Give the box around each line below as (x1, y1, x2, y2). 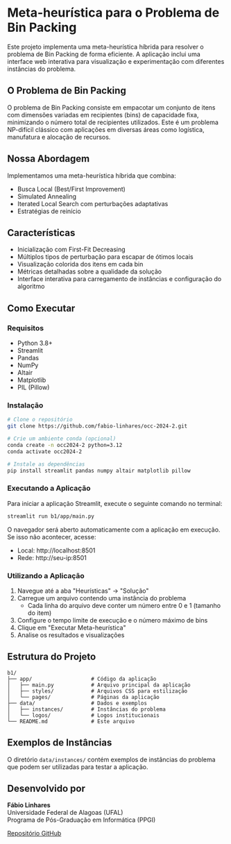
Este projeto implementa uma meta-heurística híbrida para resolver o (7, 42, 204, 51)
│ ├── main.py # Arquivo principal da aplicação (7, 682, 191, 689)
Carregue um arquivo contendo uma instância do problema (17, 593, 187, 602)
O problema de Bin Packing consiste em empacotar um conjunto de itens (7, 103, 216, 112)
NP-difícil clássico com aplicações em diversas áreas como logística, (7, 125, 205, 133)
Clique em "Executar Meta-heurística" (17, 623, 126, 632)
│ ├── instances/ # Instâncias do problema (7, 706, 166, 713)
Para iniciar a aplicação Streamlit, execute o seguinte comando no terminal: (7, 499, 223, 507)
